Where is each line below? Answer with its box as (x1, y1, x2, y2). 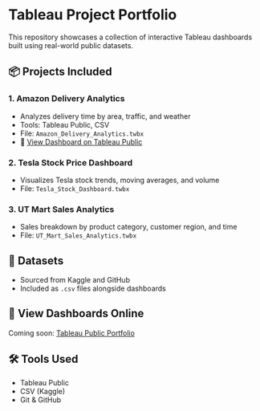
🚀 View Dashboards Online (8, 307, 144, 320)
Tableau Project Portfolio (8, 6, 177, 24)
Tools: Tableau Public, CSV (19, 120, 110, 129)
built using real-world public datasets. (8, 40, 134, 50)
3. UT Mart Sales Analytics (8, 203, 115, 214)
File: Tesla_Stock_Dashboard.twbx (19, 183, 130, 193)
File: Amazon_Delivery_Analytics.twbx (19, 128, 144, 138)
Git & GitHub (19, 395, 62, 405)
